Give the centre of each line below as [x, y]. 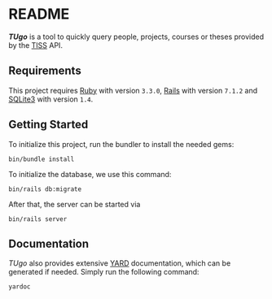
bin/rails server [38, 219]
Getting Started [48, 125]
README [39, 14]
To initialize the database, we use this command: [90, 174]
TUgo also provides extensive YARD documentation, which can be [120, 263]
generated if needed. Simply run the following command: [104, 272]
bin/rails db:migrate [45, 189]
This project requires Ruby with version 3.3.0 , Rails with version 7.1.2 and [133, 90]
